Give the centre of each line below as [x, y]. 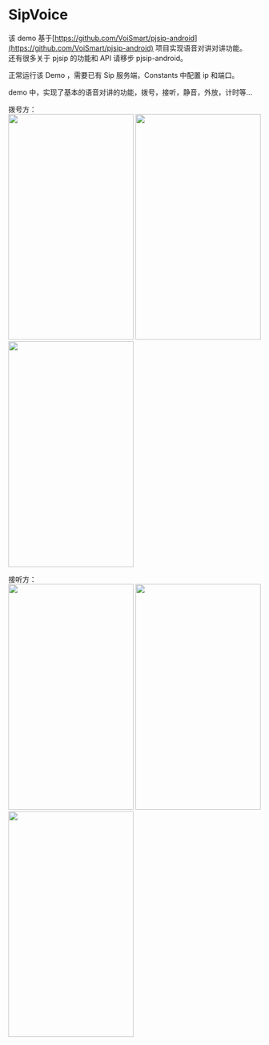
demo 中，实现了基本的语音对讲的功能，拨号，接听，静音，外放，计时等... [130, 92]
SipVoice [38, 15]
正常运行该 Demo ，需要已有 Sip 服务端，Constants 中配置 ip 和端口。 [124, 75]
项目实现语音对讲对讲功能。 [201, 48]
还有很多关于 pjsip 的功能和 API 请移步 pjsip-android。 [98, 58]
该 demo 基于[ [32, 38]
